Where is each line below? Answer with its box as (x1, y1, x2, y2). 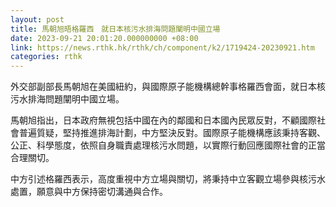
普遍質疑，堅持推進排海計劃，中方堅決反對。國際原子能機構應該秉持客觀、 (18, 127, 326, 139)
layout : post (10, 14, 65, 25)
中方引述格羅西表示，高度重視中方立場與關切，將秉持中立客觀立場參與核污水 (10, 173, 326, 185)
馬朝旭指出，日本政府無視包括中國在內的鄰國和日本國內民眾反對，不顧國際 (10, 114, 317, 126)
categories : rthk (10, 52, 83, 62)
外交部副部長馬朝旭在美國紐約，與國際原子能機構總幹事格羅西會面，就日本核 (10, 81, 326, 93)
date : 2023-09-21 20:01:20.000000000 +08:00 (10, 33, 199, 43)
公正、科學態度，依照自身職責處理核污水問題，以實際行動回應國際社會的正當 (10, 139, 326, 151)
